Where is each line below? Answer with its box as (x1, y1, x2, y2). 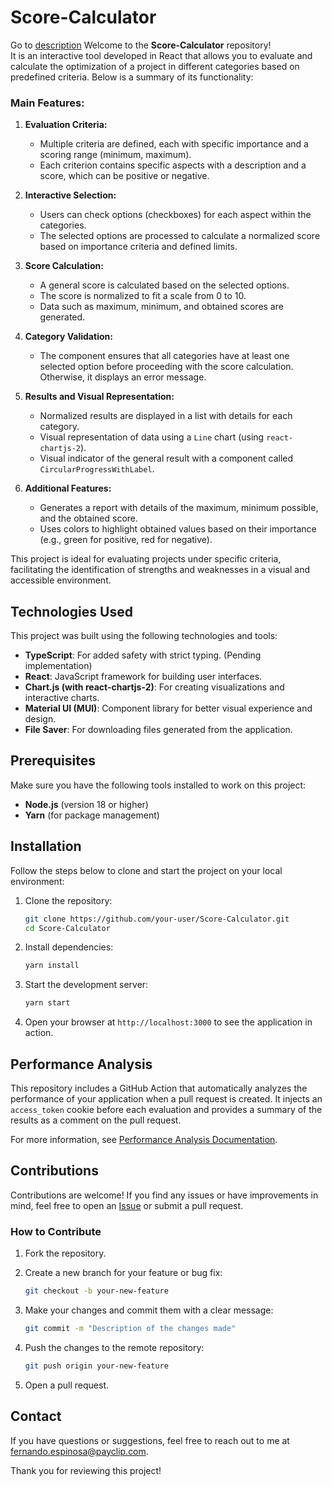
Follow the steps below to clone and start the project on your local (10, 864, 283, 876)
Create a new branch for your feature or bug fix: (24, 1267, 223, 1279)
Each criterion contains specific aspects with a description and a (39, 159, 307, 171)
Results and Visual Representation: (24, 391, 175, 403)
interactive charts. (24, 692, 100, 704)
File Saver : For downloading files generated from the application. (24, 724, 293, 736)
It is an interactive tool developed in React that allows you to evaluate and (10, 49, 313, 61)
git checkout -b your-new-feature (24, 1286, 169, 1296)
